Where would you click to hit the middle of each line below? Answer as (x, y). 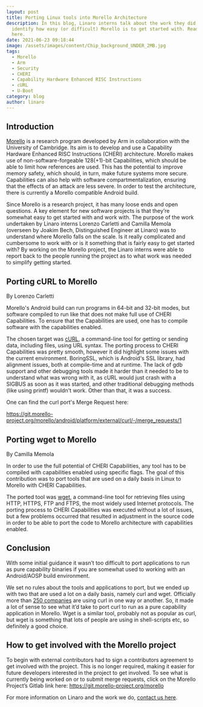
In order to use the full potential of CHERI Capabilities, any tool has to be (96, 466)
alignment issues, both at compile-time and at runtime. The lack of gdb (95, 365)
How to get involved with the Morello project (91, 645)
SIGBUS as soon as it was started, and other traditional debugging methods (100, 384)
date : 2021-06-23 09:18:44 (40, 40)
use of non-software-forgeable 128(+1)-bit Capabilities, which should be (96, 161)
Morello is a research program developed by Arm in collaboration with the (98, 141)
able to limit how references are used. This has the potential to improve (95, 167)
